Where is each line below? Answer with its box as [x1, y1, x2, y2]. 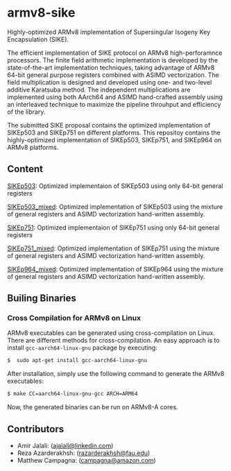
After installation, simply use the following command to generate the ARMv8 [7, 370, 225, 378]
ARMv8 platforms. [7, 143, 59, 151]
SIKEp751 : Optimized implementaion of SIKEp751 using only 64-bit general [7, 223, 220, 232]
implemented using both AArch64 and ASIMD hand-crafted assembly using [7, 92, 223, 101]
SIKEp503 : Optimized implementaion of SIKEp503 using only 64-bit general [7, 182, 223, 190]
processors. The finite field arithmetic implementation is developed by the [7, 55, 219, 64]
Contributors [7, 423, 65, 435]
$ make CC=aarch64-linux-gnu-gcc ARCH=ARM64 [7, 391, 138, 397]
